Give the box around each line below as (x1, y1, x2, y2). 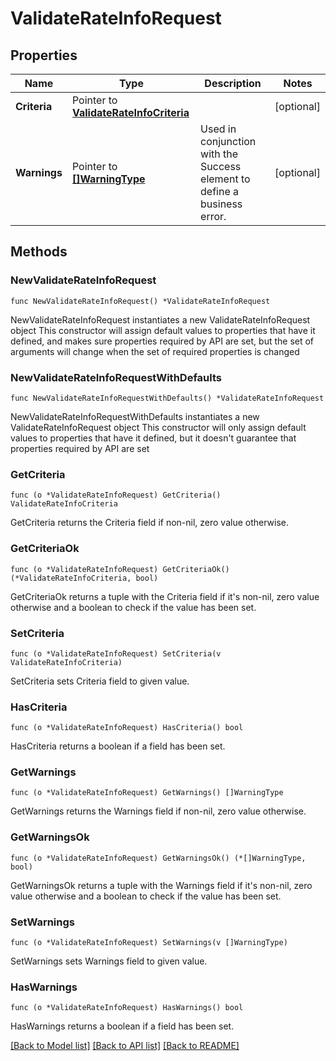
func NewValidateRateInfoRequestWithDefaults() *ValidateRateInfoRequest (10, 393, 325, 403)
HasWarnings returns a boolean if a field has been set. (10, 1020, 235, 1032)
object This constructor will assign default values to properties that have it (10, 324, 316, 336)
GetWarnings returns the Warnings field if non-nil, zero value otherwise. (10, 805, 307, 817)
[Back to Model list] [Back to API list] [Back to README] (10, 1040, 240, 1052)
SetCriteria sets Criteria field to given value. (10, 675, 190, 687)
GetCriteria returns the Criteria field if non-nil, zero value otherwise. (10, 517, 290, 529)
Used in (200, 122, 237, 136)
